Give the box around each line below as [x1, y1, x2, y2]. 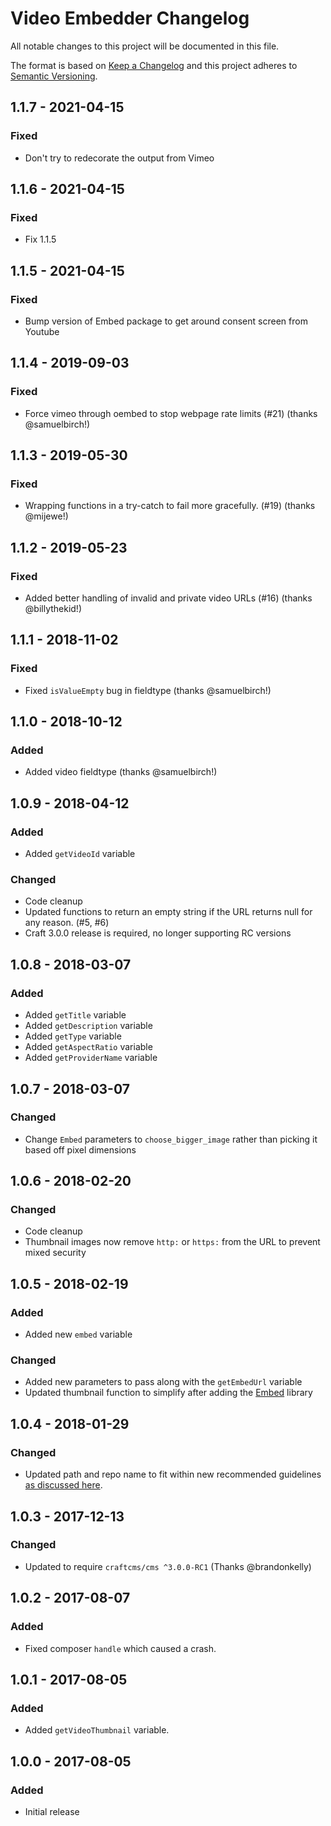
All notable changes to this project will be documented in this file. [10, 40, 280, 52]
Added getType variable [24, 1030, 122, 1042]
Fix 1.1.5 [24, 233, 57, 246]
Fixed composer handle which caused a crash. [24, 1642, 217, 1654]
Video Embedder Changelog [10, 7, 250, 30]
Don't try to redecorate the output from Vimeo [24, 152, 215, 164]
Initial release [24, 1805, 80, 1817]
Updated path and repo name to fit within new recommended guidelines [24, 1468, 322, 1481]
